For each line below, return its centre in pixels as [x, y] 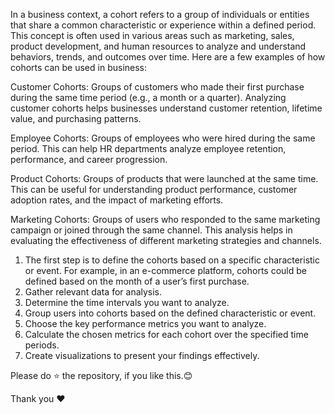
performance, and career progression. [89, 159]
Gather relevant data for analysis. [93, 292]
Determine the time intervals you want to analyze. [127, 302]
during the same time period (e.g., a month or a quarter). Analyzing [148, 97]
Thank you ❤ [38, 398]
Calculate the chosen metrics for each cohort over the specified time [166, 334]
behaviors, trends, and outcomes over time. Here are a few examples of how [168, 57]
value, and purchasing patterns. [76, 118]
